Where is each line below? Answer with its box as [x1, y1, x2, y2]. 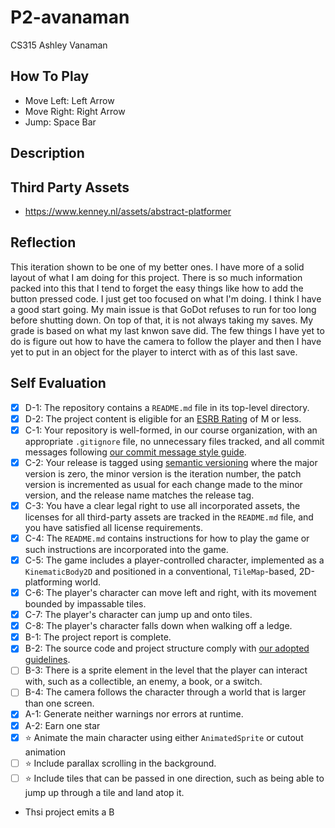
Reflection [10, 234, 77, 251]
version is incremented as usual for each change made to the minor [24, 478, 303, 490]
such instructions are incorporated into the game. [24, 543, 229, 555]
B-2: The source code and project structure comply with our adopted [24, 642, 310, 655]
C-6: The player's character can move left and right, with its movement [24, 587, 317, 599]
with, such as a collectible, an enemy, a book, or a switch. [24, 676, 263, 688]
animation [24, 746, 67, 758]
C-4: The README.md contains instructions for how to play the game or [24, 532, 310, 544]
